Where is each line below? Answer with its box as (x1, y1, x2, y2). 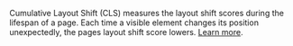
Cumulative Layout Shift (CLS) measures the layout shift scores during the (9, 8, 284, 18)
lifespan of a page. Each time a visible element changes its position (9, 17, 260, 28)
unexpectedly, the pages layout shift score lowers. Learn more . (9, 27, 243, 37)
